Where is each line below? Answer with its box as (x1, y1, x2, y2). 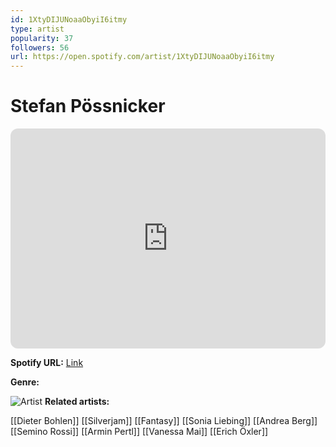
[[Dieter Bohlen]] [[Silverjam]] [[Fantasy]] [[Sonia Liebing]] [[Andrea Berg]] (10, 415, 318, 427)
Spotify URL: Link (10, 357, 84, 369)
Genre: (10, 376, 40, 388)
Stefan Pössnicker (10, 95, 166, 118)
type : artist (10, 24, 65, 34)
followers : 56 (10, 42, 70, 53)
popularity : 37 (10, 33, 74, 43)
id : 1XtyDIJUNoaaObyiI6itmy (10, 14, 128, 25)
